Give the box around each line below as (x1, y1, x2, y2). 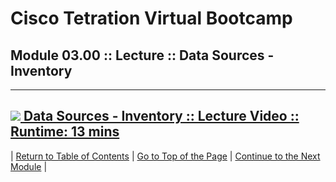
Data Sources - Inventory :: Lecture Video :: (23, 108, 300, 125)
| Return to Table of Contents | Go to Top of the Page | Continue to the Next (10, 150, 321, 162)
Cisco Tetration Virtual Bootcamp (10, 7, 293, 30)
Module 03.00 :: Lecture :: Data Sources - (10, 47, 275, 64)
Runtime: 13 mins (10, 123, 120, 141)
